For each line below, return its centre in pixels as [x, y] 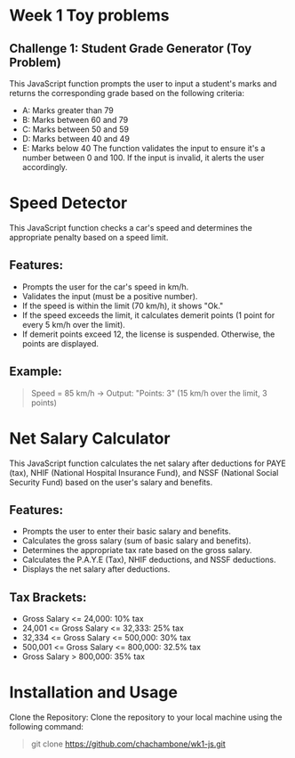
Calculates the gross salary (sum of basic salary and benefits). [136, 541]
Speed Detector [68, 204]
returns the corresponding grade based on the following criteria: [127, 93]
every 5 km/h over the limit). [74, 324]
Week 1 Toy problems [89, 16]
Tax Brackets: [48, 597]
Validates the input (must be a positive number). [110, 296]
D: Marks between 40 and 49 [76, 139]
